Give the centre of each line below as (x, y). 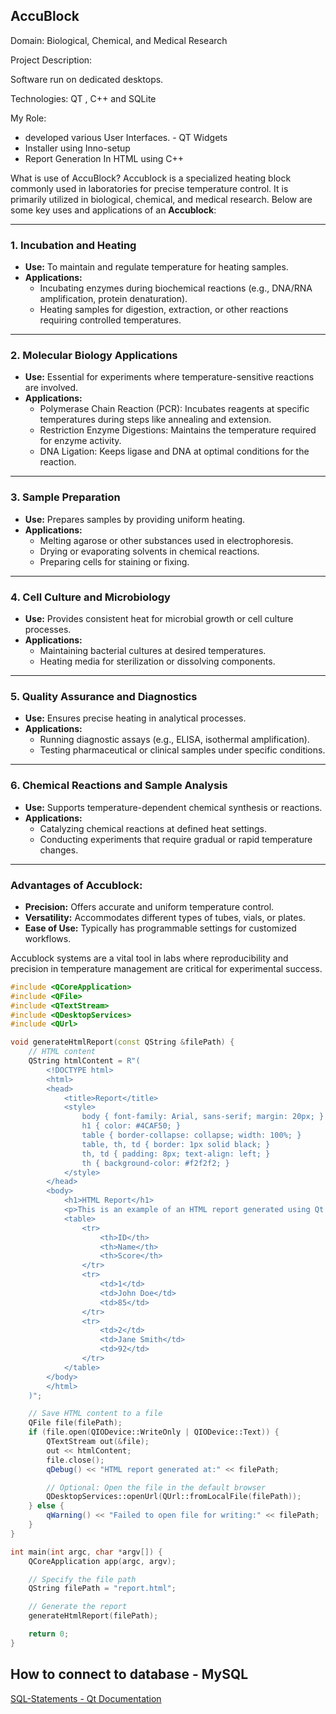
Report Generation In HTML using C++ (104, 158)
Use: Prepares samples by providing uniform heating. (134, 519)
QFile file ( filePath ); (75, 1423)
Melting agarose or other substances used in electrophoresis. (166, 540)
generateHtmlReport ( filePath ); (93, 1616)
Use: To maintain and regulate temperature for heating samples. (156, 267)
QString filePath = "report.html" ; (102, 1589)
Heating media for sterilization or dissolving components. (157, 661)
